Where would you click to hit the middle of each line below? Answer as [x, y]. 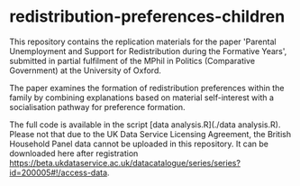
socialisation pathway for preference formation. [98, 107]
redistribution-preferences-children [147, 17]
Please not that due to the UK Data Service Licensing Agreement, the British [150, 134]
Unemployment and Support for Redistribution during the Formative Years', [148, 51]
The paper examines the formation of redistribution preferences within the [147, 88]
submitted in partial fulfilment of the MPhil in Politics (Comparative [132, 60]
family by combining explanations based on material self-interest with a [142, 98]
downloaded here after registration [74, 153]
